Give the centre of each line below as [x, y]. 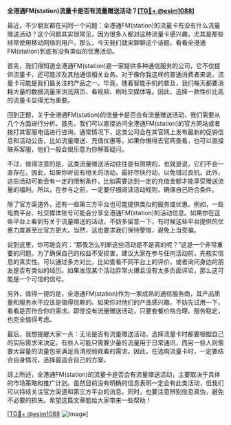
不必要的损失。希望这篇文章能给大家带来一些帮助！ [79, 400]
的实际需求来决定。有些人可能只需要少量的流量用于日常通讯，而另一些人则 [112, 342]
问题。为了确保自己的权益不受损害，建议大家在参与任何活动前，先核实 [118, 253]
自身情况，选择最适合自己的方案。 [61, 360]
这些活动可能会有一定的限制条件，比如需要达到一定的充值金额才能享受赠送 [112, 181]
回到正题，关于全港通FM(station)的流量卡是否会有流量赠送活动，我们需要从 [114, 115]
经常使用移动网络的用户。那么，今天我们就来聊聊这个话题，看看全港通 [107, 43]
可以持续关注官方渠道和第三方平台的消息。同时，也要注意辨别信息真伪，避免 [115, 392]
